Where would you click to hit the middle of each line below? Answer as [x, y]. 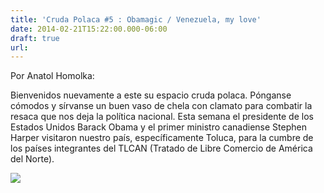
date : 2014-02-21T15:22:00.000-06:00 [89, 29]
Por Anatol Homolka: [52, 76]
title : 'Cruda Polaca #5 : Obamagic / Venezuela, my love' [136, 19]
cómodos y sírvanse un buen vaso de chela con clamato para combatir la [161, 106]
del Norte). [32, 159]
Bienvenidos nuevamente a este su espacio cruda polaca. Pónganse [151, 95]
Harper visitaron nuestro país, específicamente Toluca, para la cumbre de [162, 138]
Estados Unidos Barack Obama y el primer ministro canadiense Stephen [158, 127]
